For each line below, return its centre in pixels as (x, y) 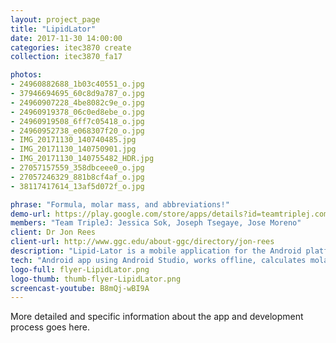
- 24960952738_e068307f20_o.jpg (77, 131)
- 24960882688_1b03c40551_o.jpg (77, 84)
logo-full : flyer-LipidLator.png (80, 269)
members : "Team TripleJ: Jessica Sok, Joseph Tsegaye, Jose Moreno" (156, 223)
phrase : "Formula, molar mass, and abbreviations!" (120, 204)
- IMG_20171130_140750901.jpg (73, 149)
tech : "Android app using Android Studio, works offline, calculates (158, 260)
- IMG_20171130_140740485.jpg (73, 140)
